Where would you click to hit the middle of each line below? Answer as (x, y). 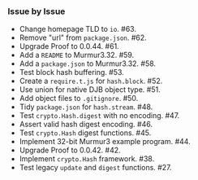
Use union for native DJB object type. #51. (90, 90)
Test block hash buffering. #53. (72, 72)
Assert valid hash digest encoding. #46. (86, 125)
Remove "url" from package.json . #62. (83, 37)
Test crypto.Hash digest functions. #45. (85, 133)
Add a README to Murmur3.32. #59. (77, 55)
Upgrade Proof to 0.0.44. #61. (69, 46)
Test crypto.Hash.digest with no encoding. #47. (99, 116)
